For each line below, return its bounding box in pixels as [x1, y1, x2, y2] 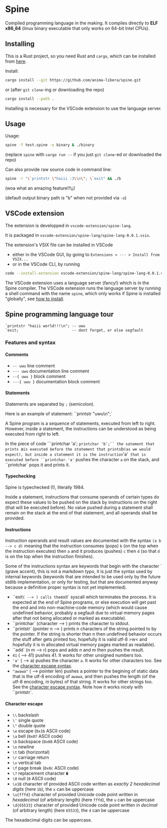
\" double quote [12, 722, 46, 728]
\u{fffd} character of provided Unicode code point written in [12, 791, 138, 797]
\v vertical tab [12, 759, 41, 766]
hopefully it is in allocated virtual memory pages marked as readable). [12, 642, 156, 648]
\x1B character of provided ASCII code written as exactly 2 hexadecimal [12, 781, 160, 787]
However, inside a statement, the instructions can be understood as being [5, 425, 157, 432]
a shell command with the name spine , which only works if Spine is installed [5, 290, 161, 296]
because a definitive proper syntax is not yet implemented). [5, 584, 127, 590]
